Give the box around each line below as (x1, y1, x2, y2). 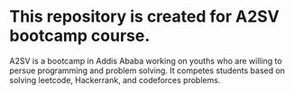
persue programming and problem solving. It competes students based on (9, 65, 286, 76)
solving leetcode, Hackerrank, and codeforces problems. (9, 74, 221, 85)
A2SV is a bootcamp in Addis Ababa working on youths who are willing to (9, 55, 282, 66)
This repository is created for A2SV (9, 6, 280, 27)
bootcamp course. (9, 25, 151, 46)
